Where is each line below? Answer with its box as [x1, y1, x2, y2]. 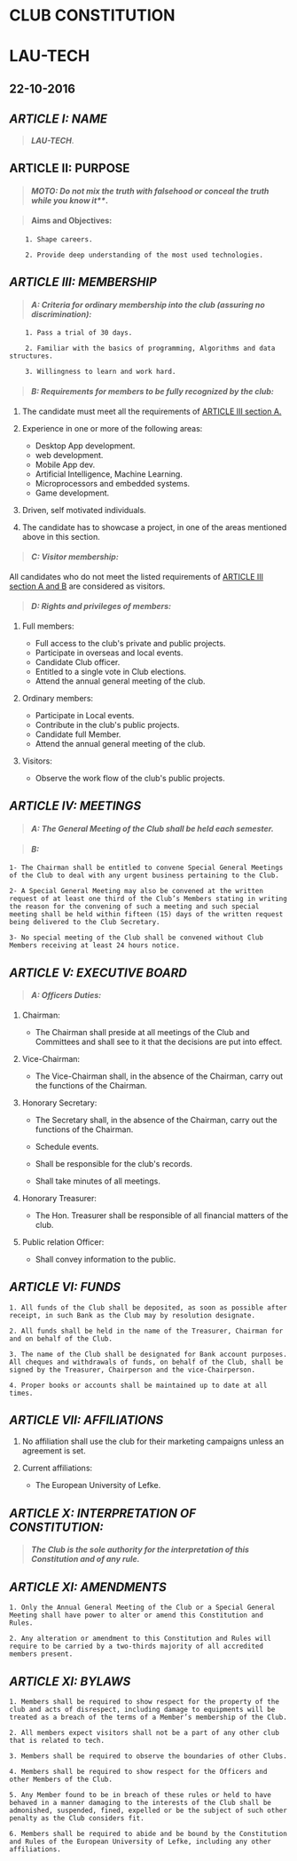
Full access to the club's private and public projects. [35, 637, 226, 648]
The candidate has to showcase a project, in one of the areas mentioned [21, 521, 287, 533]
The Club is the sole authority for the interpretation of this [30, 1544, 250, 1555]
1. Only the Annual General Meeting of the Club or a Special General [9, 1604, 276, 1612]
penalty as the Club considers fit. [9, 1813, 145, 1823]
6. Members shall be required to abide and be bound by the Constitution [9, 1829, 288, 1838]
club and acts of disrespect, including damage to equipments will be [9, 1705, 276, 1714]
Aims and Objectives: [30, 215, 113, 226]
